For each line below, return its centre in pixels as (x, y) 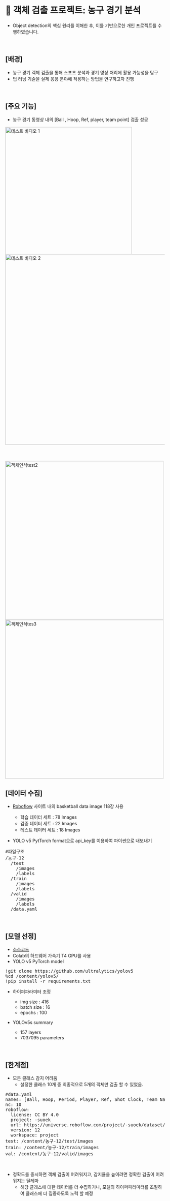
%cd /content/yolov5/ (32, 976)
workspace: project (35, 1135)
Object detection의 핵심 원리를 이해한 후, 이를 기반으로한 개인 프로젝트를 (84, 25)
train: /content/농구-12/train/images (52, 1147)
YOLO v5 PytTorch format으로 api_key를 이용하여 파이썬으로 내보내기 (82, 841)
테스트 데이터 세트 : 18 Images (50, 830)
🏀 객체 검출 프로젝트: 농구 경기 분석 (73, 10)
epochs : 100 (33, 1013)
